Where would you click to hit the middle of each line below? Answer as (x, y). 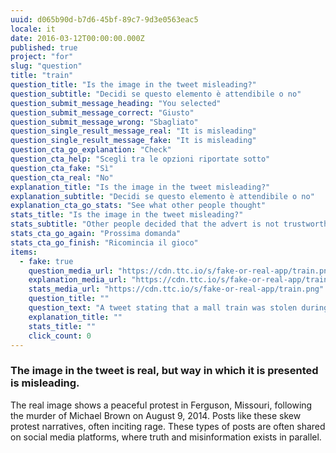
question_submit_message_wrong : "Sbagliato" (104, 122)
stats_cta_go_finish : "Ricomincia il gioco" (104, 242)
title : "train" (42, 76)
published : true (44, 47)
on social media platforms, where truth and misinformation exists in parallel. (166, 437)
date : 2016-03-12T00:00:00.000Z (77, 38)
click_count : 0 (60, 336)
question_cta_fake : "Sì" (62, 168)
